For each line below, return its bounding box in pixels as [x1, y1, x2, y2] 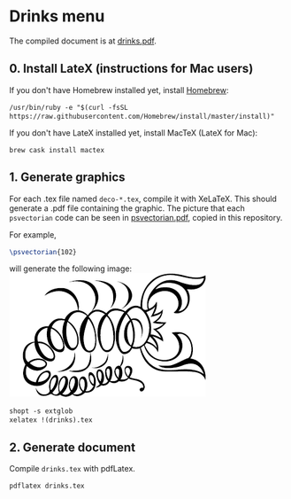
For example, [9, 229, 57, 240]
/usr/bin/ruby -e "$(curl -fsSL [9, 103, 128, 112]
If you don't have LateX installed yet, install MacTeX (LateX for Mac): [9, 127, 258, 138]
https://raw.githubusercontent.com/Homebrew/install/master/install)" [9, 112, 275, 121]
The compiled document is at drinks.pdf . [9, 35, 157, 46]
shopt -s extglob [9, 407, 73, 416]
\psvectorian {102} [9, 247, 77, 256]
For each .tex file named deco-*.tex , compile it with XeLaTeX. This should [9, 193, 277, 204]
